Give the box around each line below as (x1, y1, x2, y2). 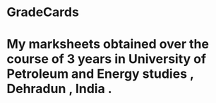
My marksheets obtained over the (6, 36, 210, 53)
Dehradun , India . (6, 81, 112, 97)
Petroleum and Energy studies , (6, 66, 194, 82)
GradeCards (6, 4, 79, 20)
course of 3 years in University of (6, 51, 206, 67)
